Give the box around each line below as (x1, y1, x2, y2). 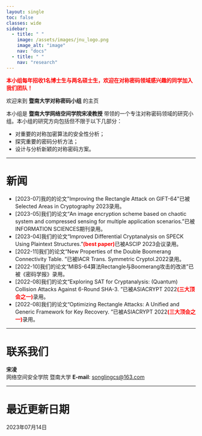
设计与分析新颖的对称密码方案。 (14, 145, 94, 153)
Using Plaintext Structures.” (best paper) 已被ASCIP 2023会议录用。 (14, 241, 182, 248)
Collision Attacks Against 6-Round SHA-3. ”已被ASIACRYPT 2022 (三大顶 (14, 286, 195, 293)
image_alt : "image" (17, 43, 66, 49)
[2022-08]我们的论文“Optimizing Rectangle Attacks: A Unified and (14, 301, 180, 308)
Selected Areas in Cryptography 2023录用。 (14, 203, 125, 210)
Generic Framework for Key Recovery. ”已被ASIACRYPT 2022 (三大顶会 (14, 308, 191, 315)
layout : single (6, 8, 44, 15)
